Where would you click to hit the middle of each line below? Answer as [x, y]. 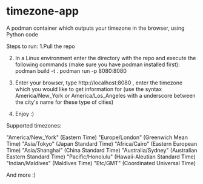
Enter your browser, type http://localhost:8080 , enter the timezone [99, 83]
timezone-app [42, 11]
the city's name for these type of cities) [64, 102]
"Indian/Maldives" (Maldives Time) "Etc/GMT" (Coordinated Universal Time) [101, 163]
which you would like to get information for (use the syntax [88, 89]
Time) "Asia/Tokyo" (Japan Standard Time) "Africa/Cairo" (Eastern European [102, 143]
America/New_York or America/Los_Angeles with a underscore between [105, 95]
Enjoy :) [25, 114]
